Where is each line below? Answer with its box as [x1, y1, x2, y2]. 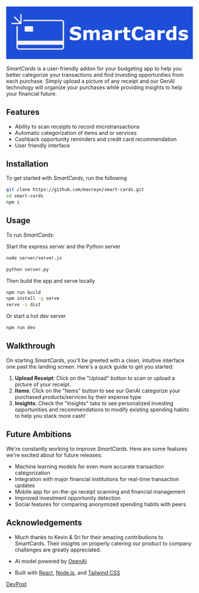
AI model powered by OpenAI [14, 557, 87, 565]
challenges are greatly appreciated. [14, 546, 102, 553]
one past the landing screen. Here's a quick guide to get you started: [6, 363, 174, 370]
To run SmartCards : [6, 231, 54, 239]
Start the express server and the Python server [6, 243, 121, 250]
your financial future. [6, 90, 57, 97]
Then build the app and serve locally [6, 277, 95, 284]
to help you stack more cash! [14, 412, 86, 419]
